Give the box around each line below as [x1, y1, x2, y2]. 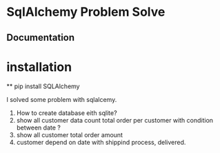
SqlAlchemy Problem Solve [6, 4, 166, 20]
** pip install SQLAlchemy [6, 82, 80, 90]
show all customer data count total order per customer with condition [16, 116, 214, 124]
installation [6, 59, 72, 74]
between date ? [16, 123, 61, 132]
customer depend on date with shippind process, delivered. [16, 138, 186, 146]
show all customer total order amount [16, 130, 123, 139]
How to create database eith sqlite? [16, 108, 118, 117]
